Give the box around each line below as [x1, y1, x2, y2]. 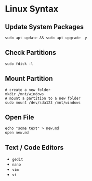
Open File [5, 113, 35, 121]
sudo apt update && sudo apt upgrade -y [5, 35, 88, 40]
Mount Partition [5, 75, 53, 83]
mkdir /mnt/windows [5, 91, 44, 96]
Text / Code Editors [5, 143, 64, 151]
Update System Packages [5, 23, 84, 31]
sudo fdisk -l [5, 61, 34, 66]
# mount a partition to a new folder [5, 96, 81, 101]
